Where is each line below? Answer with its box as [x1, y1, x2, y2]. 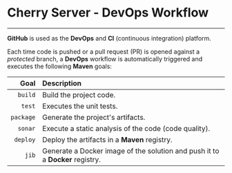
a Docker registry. [42, 154, 101, 164]
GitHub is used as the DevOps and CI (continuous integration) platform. [7, 34, 212, 42]
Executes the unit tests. [42, 101, 118, 111]
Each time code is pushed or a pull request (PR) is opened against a [7, 47, 200, 56]
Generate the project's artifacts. [42, 112, 146, 122]
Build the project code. [42, 90, 116, 99]
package [10, 113, 36, 121]
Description [42, 78, 81, 88]
